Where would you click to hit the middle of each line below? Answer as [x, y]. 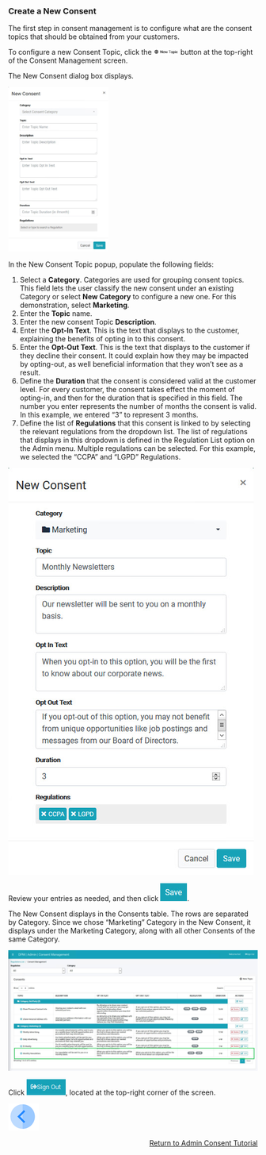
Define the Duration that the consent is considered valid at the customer [138, 381]
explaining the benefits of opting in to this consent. [103, 339]
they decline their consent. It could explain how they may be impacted [134, 356]
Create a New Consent [52, 11]
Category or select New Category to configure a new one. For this [128, 297]
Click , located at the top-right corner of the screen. [112, 1092]
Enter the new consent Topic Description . [88, 322]
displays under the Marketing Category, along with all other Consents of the [132, 931]
